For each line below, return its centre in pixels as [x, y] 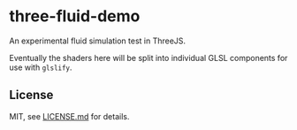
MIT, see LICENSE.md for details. [69, 116]
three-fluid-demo [75, 16]
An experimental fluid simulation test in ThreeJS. [98, 41]
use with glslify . [41, 67]
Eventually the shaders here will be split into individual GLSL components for [148, 57]
